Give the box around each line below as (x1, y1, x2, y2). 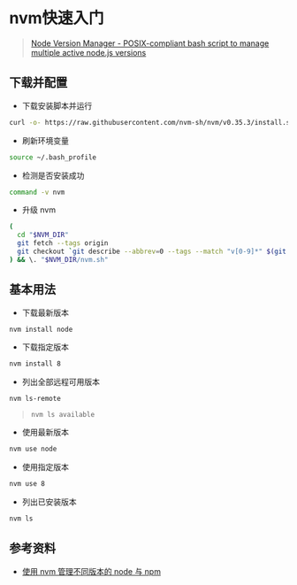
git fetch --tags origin (17, 239, 109, 248)
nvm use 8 (9, 480, 46, 489)
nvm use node (9, 444, 57, 454)
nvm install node (9, 325, 73, 334)
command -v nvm (9, 188, 65, 196)
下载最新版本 (21, 307, 69, 318)
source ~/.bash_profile (9, 152, 97, 162)
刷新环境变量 (21, 135, 69, 146)
